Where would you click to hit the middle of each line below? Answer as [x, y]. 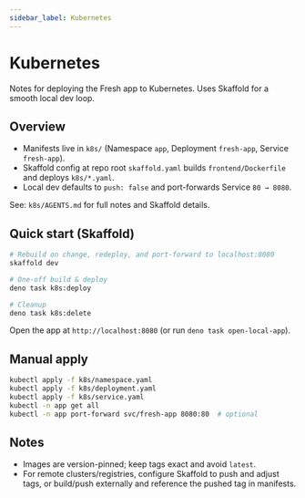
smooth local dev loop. [52, 98]
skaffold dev [34, 264]
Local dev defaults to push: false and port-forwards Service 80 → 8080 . [157, 187]
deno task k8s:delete [51, 313]
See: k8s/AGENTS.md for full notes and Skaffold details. [110, 205]
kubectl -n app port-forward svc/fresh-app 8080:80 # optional [134, 414]
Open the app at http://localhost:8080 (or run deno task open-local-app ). [150, 330]
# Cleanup [28, 305]
